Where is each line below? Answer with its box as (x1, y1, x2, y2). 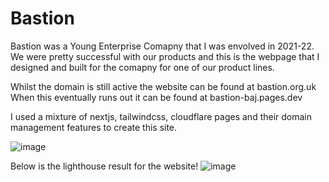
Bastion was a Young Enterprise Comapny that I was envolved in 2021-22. (10, 40, 315, 52)
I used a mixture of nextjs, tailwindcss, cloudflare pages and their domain (10, 110, 313, 122)
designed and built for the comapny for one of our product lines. (10, 61, 275, 73)
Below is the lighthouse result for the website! (10, 160, 199, 172)
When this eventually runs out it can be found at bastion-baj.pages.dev (10, 91, 303, 103)
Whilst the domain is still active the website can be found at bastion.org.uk (10, 80, 317, 92)
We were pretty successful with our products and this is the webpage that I (10, 50, 320, 62)
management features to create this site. (10, 121, 178, 133)
